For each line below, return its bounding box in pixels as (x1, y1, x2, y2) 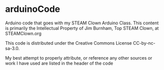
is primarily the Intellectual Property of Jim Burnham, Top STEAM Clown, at (5, 25, 159, 31)
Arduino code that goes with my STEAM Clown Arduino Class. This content (5, 20, 159, 26)
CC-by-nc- (133, 40, 156, 46)
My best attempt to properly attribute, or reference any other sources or (5, 55, 153, 61)
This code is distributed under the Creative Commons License (5, 40, 132, 46)
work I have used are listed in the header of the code (5, 60, 113, 66)
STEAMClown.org (5, 30, 42, 36)
